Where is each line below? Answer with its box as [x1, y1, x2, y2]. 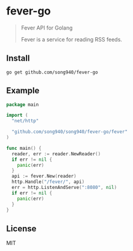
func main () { [6, 145, 42, 151]
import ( [6, 113, 28, 119]
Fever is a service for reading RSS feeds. [20, 36, 122, 43]
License [6, 223, 37, 234]
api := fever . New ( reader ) [11, 173, 77, 179]
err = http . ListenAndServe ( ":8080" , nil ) [11, 185, 117, 191]
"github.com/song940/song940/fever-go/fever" [11, 129, 128, 135]
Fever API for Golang [20, 24, 73, 31]
